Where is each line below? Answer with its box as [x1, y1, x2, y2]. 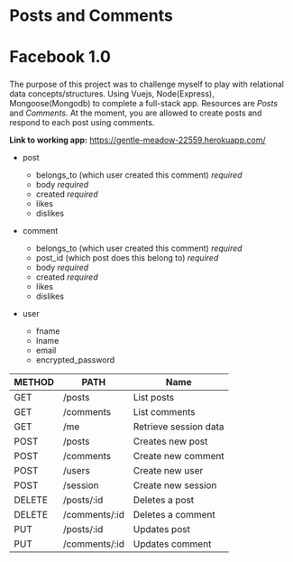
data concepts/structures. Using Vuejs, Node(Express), [9, 88, 215, 99]
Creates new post [133, 435, 208, 447]
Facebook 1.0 [9, 47, 111, 68]
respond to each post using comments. [9, 117, 155, 128]
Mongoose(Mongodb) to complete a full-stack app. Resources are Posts [9, 98, 278, 109]
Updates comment [133, 538, 212, 550]
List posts [133, 392, 174, 404]
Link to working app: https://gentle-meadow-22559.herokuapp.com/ [9, 134, 266, 145]
